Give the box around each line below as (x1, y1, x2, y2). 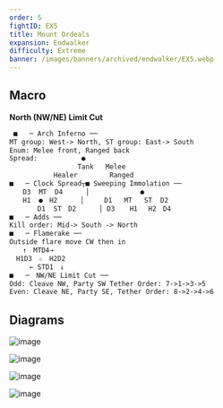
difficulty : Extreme (9, 47, 87, 56)
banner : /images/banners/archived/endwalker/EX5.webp (9, 55, 215, 64)
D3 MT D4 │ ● (21, 187, 145, 196)
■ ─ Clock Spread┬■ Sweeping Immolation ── (9, 179, 182, 188)
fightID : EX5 (9, 22, 58, 30)
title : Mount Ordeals (9, 30, 90, 39)
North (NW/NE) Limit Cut (9, 111, 103, 122)
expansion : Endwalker (9, 38, 90, 48)
